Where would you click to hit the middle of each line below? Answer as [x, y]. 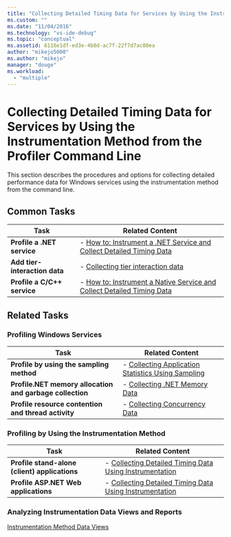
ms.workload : [26, 71]
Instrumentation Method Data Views [58, 527]
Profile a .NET [33, 242]
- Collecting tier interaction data [131, 266]
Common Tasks [41, 211]
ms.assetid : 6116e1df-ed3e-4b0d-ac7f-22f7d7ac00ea [81, 46]
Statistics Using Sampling [164, 373]
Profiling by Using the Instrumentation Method [87, 433]
